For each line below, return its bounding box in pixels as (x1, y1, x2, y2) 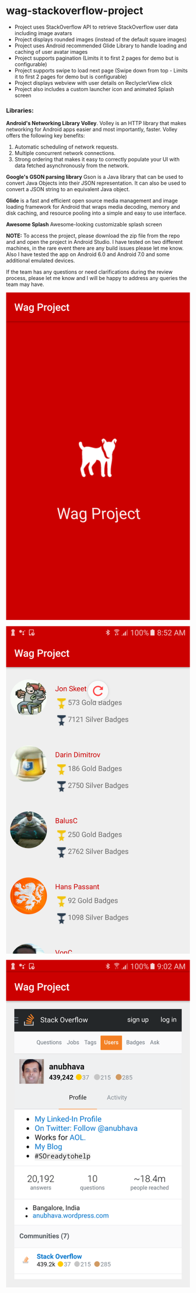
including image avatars (14, 29, 72, 36)
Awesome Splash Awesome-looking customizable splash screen (6, 221, 162, 228)
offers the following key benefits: (6, 132, 85, 139)
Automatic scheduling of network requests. (14, 143, 118, 150)
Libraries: (6, 106, 34, 115)
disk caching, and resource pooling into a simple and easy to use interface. (6, 209, 187, 217)
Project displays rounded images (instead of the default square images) (14, 36, 187, 43)
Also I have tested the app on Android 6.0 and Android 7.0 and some (6, 251, 170, 258)
